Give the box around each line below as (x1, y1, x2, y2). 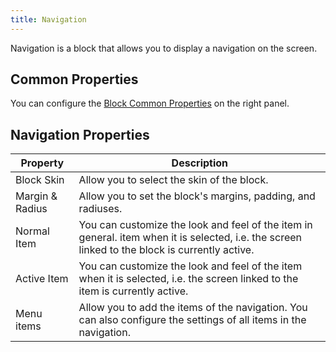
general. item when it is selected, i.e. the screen (78, 231, 303, 245)
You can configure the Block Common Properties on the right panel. (10, 97, 290, 110)
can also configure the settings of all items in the (78, 313, 307, 327)
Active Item (15, 272, 69, 286)
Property (20, 156, 65, 170)
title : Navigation (10, 14, 87, 25)
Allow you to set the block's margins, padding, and (78, 189, 316, 203)
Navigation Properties (10, 126, 150, 143)
